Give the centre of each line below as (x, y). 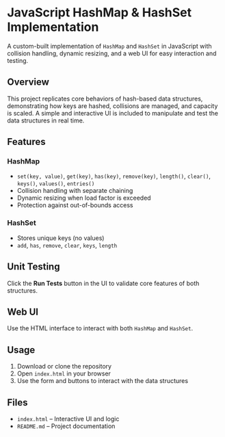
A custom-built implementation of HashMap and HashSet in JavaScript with (109, 46)
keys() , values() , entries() (56, 183)
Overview (28, 82)
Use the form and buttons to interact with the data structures (103, 381)
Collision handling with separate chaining (75, 191)
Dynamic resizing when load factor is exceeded (84, 198)
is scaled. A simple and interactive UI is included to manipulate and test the (113, 113)
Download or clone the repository (64, 367)
